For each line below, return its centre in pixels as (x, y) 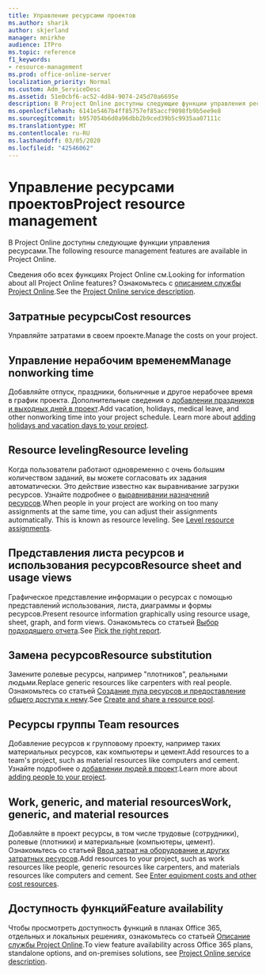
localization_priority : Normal (60, 81)
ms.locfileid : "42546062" (51, 148)
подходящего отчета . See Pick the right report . (85, 631)
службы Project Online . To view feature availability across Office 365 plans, (131, 944)
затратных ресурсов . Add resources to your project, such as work (116, 858)
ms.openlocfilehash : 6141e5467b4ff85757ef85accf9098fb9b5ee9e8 (115, 112)
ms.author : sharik (38, 23)
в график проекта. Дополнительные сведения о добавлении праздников (131, 400)
